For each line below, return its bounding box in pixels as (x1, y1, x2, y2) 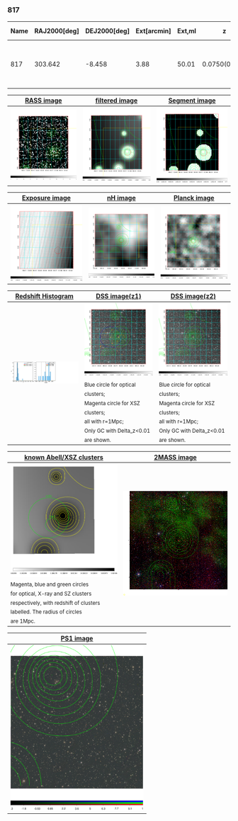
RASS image (24, 96, 62, 105)
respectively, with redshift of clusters (10, 599, 101, 606)
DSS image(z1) (96, 292, 142, 300)
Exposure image (21, 193, 71, 203)
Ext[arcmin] (135, 27, 171, 35)
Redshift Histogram (15, 292, 74, 300)
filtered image (95, 96, 138, 105)
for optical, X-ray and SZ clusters (10, 590, 92, 597)
